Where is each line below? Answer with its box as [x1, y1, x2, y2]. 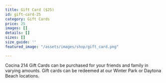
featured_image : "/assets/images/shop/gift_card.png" [5, 44, 119, 49]
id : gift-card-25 [5, 12, 41, 17]
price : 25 [5, 21, 26, 26]
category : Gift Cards [5, 16, 50, 21]
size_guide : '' [5, 40, 37, 45]
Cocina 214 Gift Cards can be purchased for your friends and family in [5, 62, 149, 68]
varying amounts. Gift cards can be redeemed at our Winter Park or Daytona [5, 68, 162, 74]
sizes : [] [5, 35, 26, 40]
